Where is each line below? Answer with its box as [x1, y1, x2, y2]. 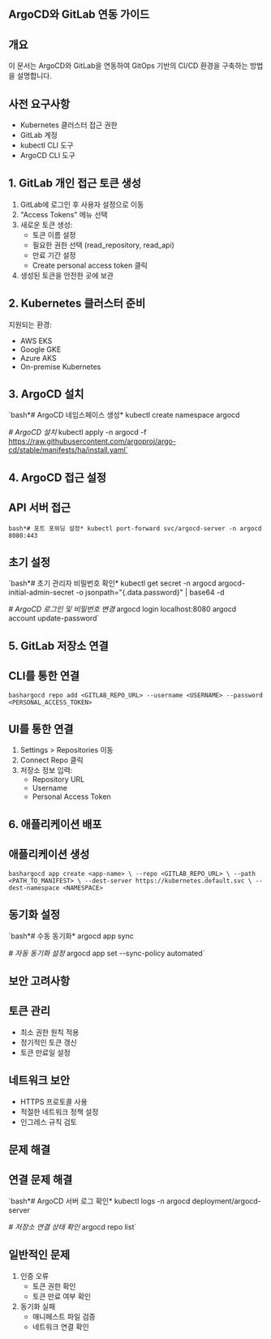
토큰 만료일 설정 [19, 1047, 71, 1057]
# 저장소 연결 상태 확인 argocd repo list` [8, 1221, 137, 1231]
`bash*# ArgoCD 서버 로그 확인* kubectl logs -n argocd [8, 1195, 191, 1206]
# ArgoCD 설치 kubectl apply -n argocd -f [8, 427, 147, 437]
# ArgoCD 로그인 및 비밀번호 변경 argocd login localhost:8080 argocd [8, 604, 237, 614]
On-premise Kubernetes [19, 362, 101, 371]
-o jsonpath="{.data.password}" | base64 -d [75, 587, 225, 598]
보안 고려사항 [8, 974, 71, 988]
